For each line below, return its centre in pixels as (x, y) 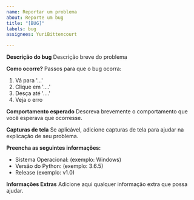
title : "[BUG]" (25, 23)
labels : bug (21, 29)
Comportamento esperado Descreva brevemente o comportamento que (97, 112)
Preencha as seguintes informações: (54, 148)
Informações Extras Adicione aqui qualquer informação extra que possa (97, 184)
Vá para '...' (29, 81)
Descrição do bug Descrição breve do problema (67, 57)
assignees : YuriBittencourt (42, 35)
